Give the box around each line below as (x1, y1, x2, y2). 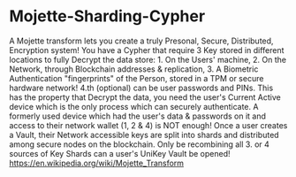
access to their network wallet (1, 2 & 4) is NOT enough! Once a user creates (9, 119, 288, 130)
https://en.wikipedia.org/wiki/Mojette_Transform (9, 158, 184, 168)
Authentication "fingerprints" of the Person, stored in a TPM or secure (9, 73, 264, 83)
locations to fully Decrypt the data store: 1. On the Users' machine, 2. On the (9, 54, 287, 65)
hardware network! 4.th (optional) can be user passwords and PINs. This (9, 82, 274, 93)
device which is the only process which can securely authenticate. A (9, 101, 259, 112)
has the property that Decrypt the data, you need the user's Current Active (9, 91, 281, 103)
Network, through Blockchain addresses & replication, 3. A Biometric (9, 64, 259, 74)
